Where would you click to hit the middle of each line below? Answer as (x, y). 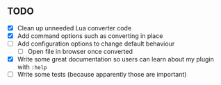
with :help (32, 67)
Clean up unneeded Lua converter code (74, 28)
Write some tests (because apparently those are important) (102, 75)
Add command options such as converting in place (90, 36)
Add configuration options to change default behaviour (96, 44)
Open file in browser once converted (80, 51)
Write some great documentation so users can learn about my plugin (115, 59)
